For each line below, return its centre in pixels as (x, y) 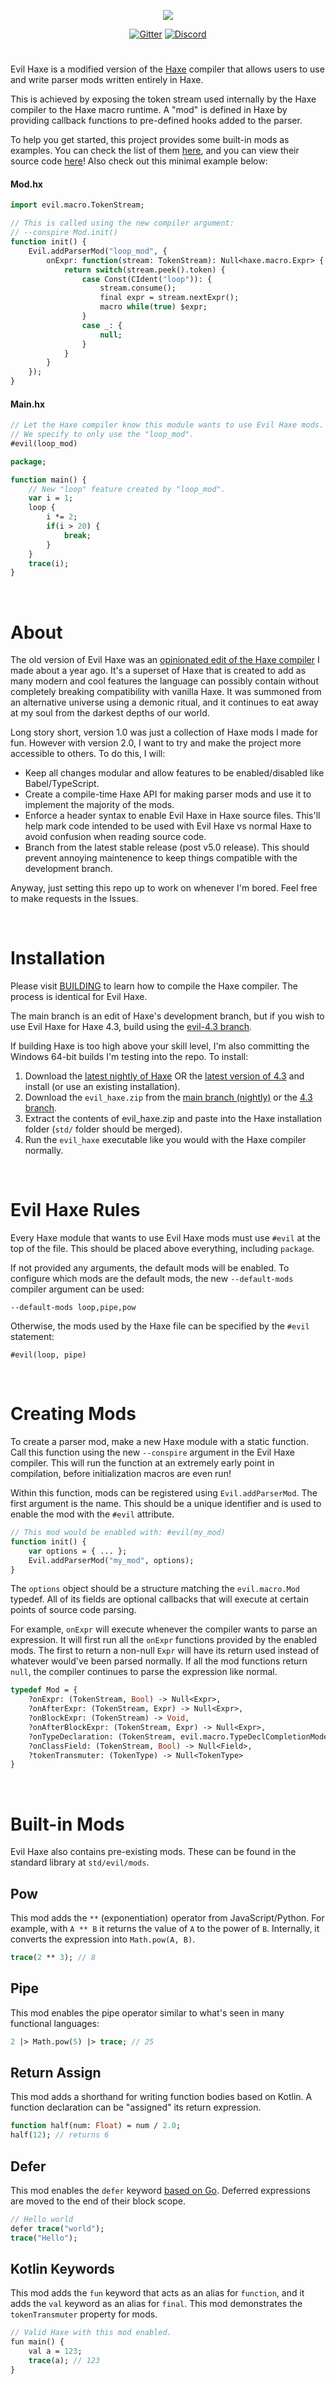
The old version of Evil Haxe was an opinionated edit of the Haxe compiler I (165, 660)
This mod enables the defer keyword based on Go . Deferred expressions (160, 2191)
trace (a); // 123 (64, 2361)
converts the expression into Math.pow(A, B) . (103, 1939)
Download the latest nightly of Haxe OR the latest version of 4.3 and (164, 1076)
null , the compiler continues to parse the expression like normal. (144, 1672)
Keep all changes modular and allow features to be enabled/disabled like (174, 773)
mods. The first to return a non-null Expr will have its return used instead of (165, 1651)
